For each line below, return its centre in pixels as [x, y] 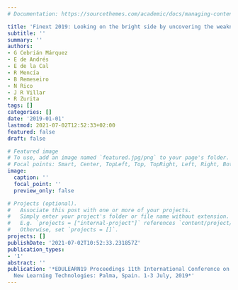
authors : [20, 47]
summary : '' [25, 40]
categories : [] [30, 112]
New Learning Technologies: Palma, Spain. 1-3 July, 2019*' [104, 276]
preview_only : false [44, 191]
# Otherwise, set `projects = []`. [63, 230]
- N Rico [20, 86]
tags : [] [20, 106]
